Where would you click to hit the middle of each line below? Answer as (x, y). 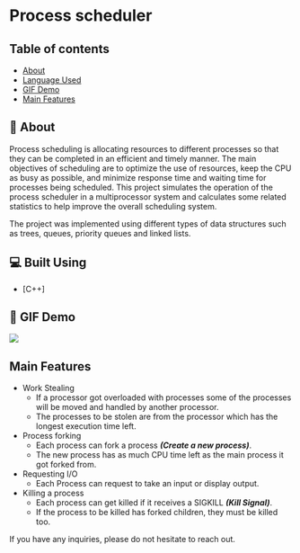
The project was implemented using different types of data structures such (148, 223)
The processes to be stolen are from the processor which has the (157, 417)
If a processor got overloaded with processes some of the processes (163, 397)
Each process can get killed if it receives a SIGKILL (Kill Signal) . (154, 503)
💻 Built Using (48, 263)
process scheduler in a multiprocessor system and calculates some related (148, 196)
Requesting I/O (50, 474)
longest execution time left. (86, 426)
